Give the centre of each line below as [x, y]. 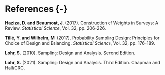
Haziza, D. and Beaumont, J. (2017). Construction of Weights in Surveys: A [82, 23]
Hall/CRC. [15, 68]
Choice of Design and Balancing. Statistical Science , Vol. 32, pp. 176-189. [80, 43]
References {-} [36, 9]
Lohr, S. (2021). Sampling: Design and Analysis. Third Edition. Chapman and [82, 62]
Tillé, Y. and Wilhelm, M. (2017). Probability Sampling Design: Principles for [82, 38]
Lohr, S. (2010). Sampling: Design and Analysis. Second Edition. [70, 53]
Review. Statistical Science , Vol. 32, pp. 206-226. [55, 28]
